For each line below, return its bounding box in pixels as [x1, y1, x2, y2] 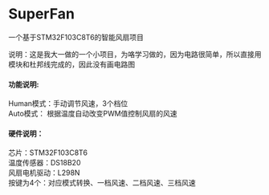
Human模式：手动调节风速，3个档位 [8, 99, 128, 108]
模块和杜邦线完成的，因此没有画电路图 [8, 59, 135, 69]
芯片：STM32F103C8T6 [8, 148, 88, 157]
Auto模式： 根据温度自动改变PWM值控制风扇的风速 [8, 109, 178, 119]
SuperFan [8, 5, 75, 23]
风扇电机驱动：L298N [8, 168, 80, 177]
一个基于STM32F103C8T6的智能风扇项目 [8, 32, 145, 42]
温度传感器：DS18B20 [8, 158, 81, 168]
